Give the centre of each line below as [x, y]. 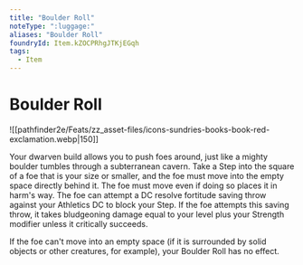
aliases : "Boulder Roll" [56, 34]
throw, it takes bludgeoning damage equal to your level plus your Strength [147, 214]
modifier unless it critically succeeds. [79, 223]
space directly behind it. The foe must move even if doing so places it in [143, 185]
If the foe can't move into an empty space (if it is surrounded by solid [138, 241]
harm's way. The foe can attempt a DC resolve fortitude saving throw [138, 194]
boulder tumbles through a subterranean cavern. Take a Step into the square [152, 166]
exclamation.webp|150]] [54, 139]
